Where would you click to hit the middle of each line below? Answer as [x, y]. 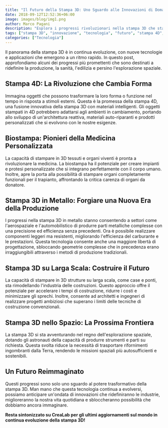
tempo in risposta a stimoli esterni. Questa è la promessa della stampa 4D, [82, 101]
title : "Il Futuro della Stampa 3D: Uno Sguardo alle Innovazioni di [79, 10]
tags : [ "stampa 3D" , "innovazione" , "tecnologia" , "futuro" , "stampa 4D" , [85, 33]
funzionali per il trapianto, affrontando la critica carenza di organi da [75, 179]
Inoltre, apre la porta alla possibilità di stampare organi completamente [78, 174]
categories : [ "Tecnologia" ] [34, 38]
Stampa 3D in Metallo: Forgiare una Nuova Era [78, 200]
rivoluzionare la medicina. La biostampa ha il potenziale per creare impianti [82, 163]
